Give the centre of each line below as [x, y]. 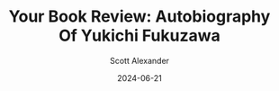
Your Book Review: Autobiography [139, 17]
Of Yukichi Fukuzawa [139, 36]
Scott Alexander [139, 60]
